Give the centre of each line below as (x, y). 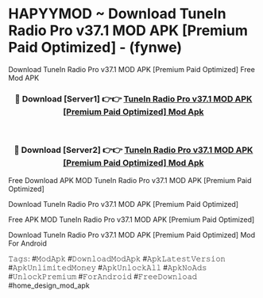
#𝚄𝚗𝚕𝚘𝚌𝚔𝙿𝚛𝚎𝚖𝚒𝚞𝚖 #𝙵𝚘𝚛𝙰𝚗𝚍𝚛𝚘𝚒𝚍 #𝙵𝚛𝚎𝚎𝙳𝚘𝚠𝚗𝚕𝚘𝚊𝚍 (102, 276)
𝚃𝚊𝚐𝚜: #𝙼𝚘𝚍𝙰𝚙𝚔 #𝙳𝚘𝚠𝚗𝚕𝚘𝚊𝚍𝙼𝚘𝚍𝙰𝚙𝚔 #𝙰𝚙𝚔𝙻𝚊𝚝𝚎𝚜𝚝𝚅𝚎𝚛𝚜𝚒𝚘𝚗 (117, 258)
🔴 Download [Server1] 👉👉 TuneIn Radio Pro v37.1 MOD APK (133, 98)
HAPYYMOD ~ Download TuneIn (117, 14)
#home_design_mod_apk (49, 285)
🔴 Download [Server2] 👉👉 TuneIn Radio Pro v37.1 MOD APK (133, 150)
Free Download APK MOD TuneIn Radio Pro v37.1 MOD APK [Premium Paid (130, 180)
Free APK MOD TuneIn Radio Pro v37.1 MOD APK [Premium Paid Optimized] (131, 220)
